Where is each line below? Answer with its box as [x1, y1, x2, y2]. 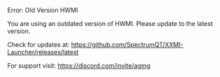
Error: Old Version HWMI [7, 6, 78, 14]
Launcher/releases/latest [7, 48, 79, 56]
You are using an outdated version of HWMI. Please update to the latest [7, 20, 213, 27]
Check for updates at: [7, 41, 70, 48]
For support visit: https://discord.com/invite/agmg [7, 62, 151, 69]
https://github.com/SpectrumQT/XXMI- [71, 41, 184, 48]
